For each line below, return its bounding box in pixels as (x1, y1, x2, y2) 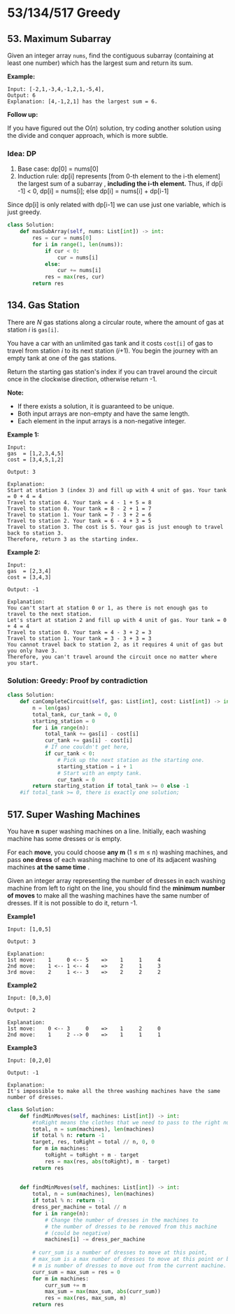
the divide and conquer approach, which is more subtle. (7, 132, 169, 139)
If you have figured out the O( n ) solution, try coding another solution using (7, 124, 222, 132)
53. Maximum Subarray (7, 33, 112, 45)
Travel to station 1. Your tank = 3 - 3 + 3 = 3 (7, 635, 152, 642)
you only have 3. (7, 647, 58, 654)
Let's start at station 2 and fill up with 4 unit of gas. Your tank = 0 (7, 616, 227, 623)
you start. (7, 659, 39, 666)
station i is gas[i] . (7, 325, 59, 334)
